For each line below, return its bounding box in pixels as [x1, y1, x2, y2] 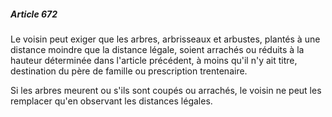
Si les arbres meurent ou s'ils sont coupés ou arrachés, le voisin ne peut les [10, 84, 322, 96]
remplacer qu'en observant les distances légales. [10, 95, 213, 107]
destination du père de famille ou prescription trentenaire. [10, 65, 248, 77]
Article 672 [10, 8, 58, 20]
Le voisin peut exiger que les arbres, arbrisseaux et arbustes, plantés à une [10, 33, 321, 45]
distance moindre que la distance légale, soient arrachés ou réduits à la [10, 43, 305, 55]
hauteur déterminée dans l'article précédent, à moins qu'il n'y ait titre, [10, 54, 298, 66]
